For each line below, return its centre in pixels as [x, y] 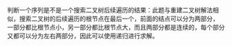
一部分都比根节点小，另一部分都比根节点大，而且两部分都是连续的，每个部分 [116, 27]
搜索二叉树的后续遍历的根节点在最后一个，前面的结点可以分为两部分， [119, 19]
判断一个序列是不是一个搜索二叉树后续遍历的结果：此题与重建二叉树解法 [110, 10]
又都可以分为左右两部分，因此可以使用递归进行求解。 [83, 36]
